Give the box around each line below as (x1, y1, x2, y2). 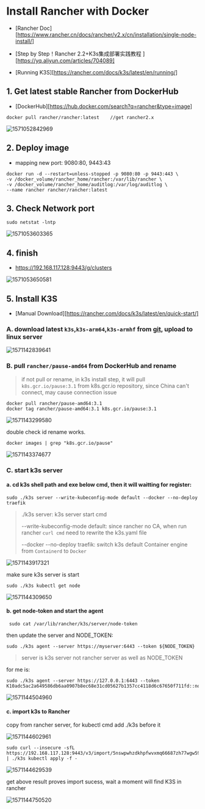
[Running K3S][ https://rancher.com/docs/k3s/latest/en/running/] (15, 68, 178, 76)
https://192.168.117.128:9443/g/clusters (15, 264, 112, 271)
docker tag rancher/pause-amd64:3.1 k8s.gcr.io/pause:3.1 (6, 406, 157, 412)
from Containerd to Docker (21, 547, 87, 555)
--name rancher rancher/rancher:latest (6, 187, 108, 193)
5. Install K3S (6, 293, 58, 304)
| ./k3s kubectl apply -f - (6, 755, 78, 762)
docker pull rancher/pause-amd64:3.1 (6, 400, 103, 406)
